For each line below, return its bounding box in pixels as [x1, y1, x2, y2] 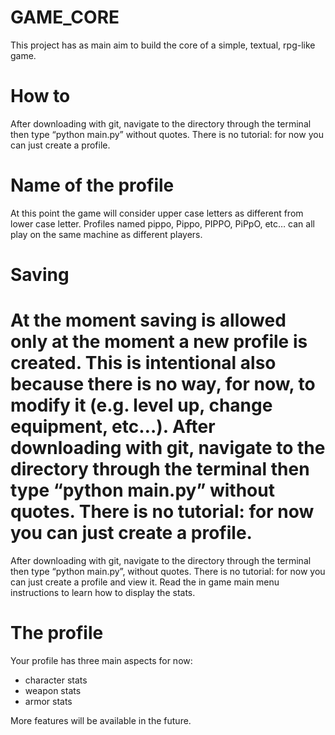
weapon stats [24, 684, 82, 696]
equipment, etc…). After [10, 416, 216, 438]
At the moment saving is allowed [10, 309, 287, 332]
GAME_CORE [10, 6, 120, 29]
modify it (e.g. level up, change [10, 394, 273, 417]
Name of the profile [10, 174, 175, 197]
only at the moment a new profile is [10, 331, 308, 353]
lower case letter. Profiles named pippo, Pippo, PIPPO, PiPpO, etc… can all [10, 217, 315, 230]
